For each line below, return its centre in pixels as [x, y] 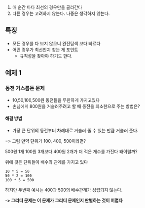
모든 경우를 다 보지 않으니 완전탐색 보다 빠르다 [56, 43]
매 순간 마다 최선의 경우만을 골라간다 [47, 7]
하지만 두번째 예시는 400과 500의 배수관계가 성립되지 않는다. [64, 190]
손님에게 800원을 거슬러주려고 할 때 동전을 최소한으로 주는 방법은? [76, 106]
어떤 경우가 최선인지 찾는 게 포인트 [45, 50]
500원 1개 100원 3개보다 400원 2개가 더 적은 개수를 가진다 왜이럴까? [71, 151]
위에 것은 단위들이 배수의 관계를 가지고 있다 [47, 162]
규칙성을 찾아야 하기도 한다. [46, 55]
